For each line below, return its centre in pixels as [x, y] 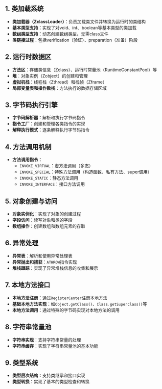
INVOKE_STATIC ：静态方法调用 [49, 178]
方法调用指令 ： [27, 160]
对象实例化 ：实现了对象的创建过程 [46, 214]
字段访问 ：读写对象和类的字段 [42, 220]
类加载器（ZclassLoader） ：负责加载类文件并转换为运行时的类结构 [79, 22]
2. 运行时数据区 [28, 57]
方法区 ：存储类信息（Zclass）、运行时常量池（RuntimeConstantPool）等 [85, 70]
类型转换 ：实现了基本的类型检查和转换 [51, 382]
